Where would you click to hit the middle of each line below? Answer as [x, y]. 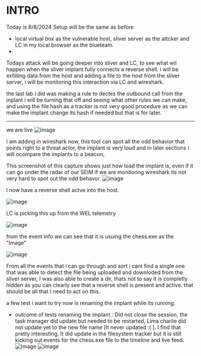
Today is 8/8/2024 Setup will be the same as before [70, 27]
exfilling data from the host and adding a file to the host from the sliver [93, 75]
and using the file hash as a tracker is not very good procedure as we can [97, 106]
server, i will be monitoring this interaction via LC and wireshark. [85, 82]
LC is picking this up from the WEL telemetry [61, 213]
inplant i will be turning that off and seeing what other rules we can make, [97, 100]
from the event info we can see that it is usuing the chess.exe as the [90, 236]
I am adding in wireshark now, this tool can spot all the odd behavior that [96, 141]
